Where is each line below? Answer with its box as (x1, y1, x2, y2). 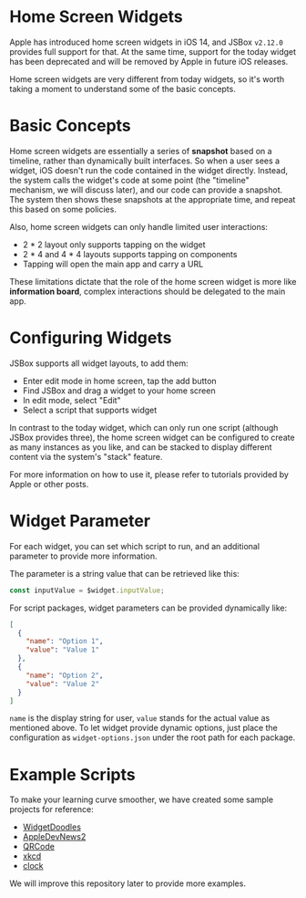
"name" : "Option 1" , (25, 637, 104, 646)
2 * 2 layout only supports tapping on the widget (22, 239, 207, 250)
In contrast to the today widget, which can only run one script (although (9, 422, 279, 433)
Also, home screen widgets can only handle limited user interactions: (9, 221, 269, 232)
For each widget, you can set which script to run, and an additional (9, 540, 260, 551)
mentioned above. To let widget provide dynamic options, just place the (9, 723, 278, 734)
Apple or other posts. (9, 478, 89, 489)
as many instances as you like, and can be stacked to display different (9, 441, 272, 453)
